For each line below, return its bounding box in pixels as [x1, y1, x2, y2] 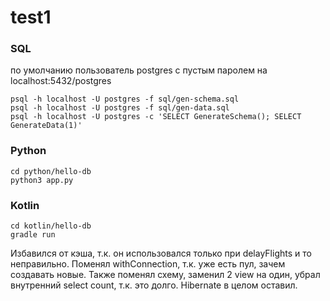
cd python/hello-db [10, 166, 92, 176]
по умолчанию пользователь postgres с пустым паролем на [10, 64, 268, 76]
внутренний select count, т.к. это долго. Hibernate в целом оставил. [10, 279, 298, 291]
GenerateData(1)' [10, 121, 83, 131]
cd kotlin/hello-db [10, 221, 92, 231]
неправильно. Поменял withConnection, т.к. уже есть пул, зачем [10, 258, 286, 270]
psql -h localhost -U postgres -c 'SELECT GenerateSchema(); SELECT [10, 112, 302, 122]
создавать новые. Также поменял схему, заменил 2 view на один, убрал [10, 269, 321, 281]
